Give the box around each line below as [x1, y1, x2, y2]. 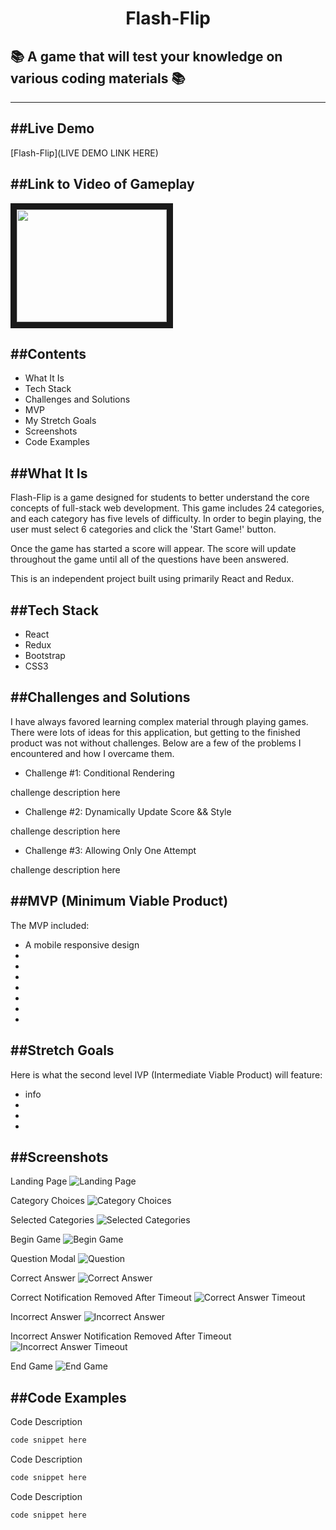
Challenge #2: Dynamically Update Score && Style [24, 805, 232, 817]
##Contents [10, 346, 87, 363]
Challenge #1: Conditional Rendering [24, 767, 175, 779]
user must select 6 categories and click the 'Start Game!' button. [10, 523, 277, 536]
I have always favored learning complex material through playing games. [10, 715, 309, 727]
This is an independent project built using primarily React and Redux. [10, 573, 295, 585]
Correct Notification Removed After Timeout [10, 1292, 192, 1304]
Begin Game [10, 1233, 62, 1246]
